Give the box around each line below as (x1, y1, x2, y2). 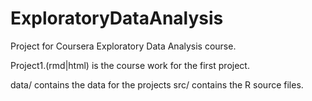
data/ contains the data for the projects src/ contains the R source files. (10, 78, 304, 91)
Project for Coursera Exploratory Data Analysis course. (10, 40, 237, 52)
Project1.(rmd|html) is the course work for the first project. (10, 59, 250, 71)
